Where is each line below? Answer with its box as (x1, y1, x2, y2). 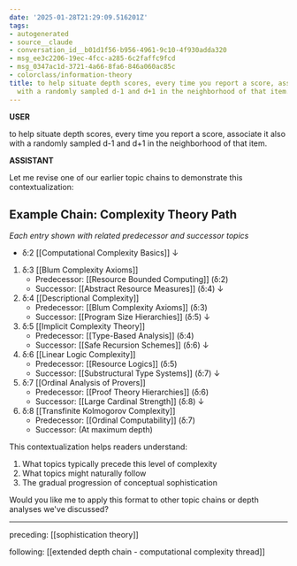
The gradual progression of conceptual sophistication (21, 478, 218, 488)
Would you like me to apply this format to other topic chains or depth (9, 494, 259, 505)
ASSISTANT (9, 155, 55, 165)
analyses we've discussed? (9, 504, 109, 515)
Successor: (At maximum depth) (34, 424, 153, 435)
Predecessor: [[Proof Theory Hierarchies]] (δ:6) (34, 386, 209, 398)
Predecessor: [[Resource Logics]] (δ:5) (34, 359, 178, 370)
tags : (9, 21, 29, 30)
